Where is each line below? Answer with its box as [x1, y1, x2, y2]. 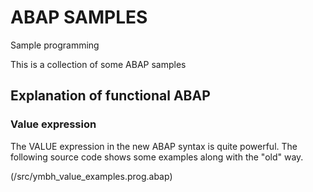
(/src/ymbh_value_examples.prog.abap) [10, 170, 173, 182]
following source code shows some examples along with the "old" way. [10, 151, 304, 163]
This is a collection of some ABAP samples [10, 58, 187, 70]
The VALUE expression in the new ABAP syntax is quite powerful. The [10, 140, 298, 152]
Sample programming [10, 39, 100, 51]
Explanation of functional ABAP [10, 87, 211, 105]
